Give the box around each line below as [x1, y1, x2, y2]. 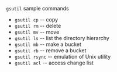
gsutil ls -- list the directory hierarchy [14, 35, 109, 41]
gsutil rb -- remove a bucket [14, 47, 87, 54]
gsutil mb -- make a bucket [14, 41, 82, 48]
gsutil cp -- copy [14, 16, 58, 23]
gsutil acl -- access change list [14, 59, 94, 66]
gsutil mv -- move [14, 28, 60, 35]
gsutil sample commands [6, 5, 69, 12]
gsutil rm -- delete [14, 23, 61, 29]
